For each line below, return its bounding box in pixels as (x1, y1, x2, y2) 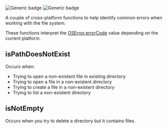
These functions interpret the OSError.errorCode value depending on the (5, 30, 158, 36)
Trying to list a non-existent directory (12, 89, 91, 95)
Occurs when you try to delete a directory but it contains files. (5, 117, 136, 124)
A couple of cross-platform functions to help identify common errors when (5, 15, 162, 20)
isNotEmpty (5, 104, 44, 113)
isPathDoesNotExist (5, 50, 70, 58)
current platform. (5, 36, 41, 41)
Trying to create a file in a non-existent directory (12, 84, 115, 90)
